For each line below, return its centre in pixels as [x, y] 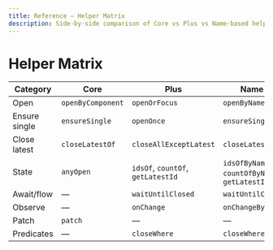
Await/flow [33, 194]
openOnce [148, 121]
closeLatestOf [89, 144]
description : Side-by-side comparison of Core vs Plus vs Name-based [129, 24]
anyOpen [76, 172]
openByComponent [93, 103]
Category [33, 89]
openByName [244, 103]
